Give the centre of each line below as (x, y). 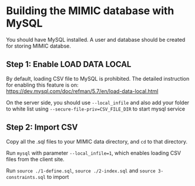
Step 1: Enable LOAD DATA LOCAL (69, 64)
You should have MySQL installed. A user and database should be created (96, 39)
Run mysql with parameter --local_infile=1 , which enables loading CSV (93, 153)
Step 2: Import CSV (42, 127)
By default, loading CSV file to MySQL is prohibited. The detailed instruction (98, 78)
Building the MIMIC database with (90, 11)
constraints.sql (26, 177)
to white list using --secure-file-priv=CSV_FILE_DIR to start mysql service (96, 109)
